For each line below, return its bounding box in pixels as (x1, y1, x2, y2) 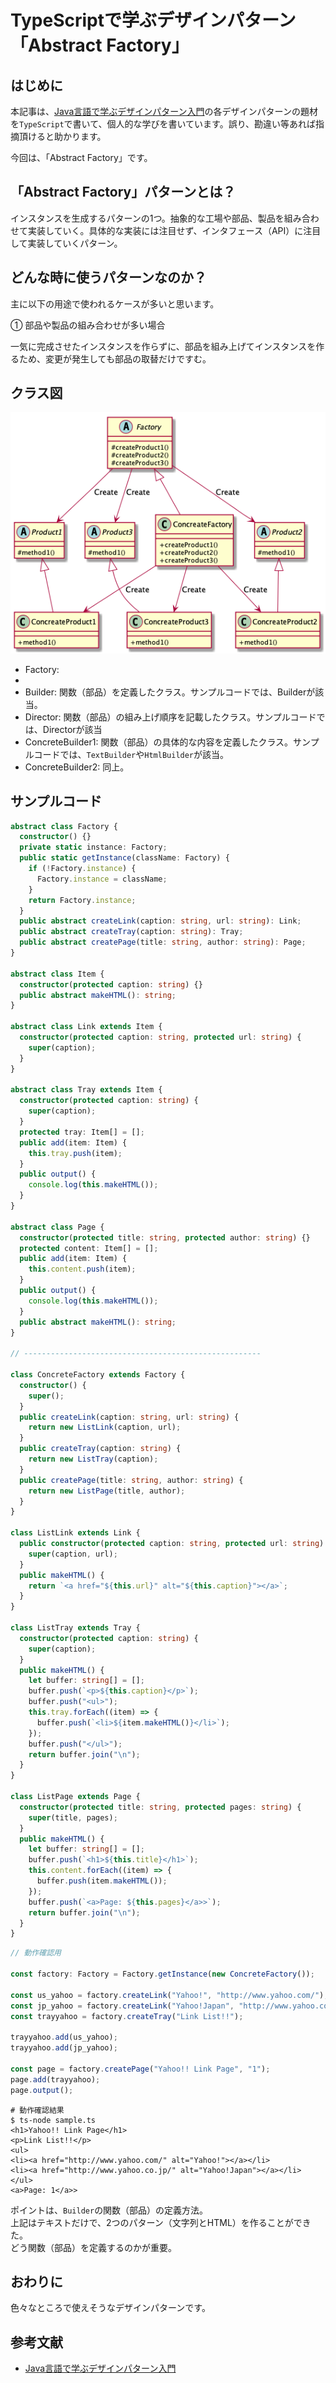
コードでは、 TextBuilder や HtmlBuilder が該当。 (33, 748, 230, 760)
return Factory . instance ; (28, 895, 137, 905)
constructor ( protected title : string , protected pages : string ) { (19, 1802, 302, 1812)
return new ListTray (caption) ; (28, 1454, 159, 1465)
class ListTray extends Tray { (10, 1623, 141, 1633)
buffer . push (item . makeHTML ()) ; (36, 1876, 168, 1886)
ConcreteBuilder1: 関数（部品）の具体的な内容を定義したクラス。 (24, 736, 294, 748)
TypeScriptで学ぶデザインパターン (10, 9, 297, 32)
